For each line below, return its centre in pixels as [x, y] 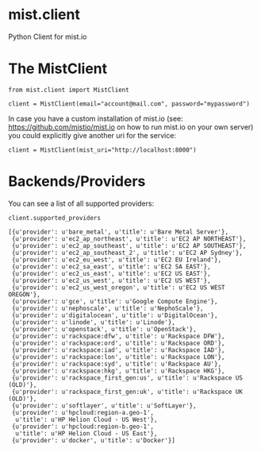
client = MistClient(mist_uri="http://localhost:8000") [102, 150]
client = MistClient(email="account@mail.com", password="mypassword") [129, 104]
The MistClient [58, 69]
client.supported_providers [55, 218]
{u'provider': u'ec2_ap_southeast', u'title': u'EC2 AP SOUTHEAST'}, [129, 245]
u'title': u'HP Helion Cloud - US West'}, [86, 419]
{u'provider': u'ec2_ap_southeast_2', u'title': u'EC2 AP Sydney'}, [127, 253]
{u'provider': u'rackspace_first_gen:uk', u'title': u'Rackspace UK [127, 392]
